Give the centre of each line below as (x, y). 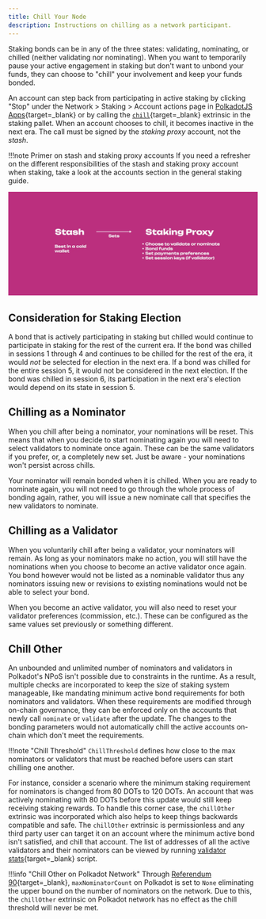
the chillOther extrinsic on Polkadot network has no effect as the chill (123, 899)
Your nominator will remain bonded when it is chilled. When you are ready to (133, 481)
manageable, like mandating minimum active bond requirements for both (127, 693)
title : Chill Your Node (47, 17)
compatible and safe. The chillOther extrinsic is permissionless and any (127, 825)
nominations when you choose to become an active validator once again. (127, 566)
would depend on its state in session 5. (72, 387)
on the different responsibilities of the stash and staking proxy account (123, 163)
